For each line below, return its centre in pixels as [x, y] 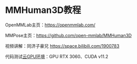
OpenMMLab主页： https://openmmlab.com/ [50, 25]
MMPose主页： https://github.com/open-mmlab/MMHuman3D [68, 35]
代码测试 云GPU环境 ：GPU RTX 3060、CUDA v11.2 [57, 56]
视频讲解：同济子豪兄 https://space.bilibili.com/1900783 [62, 46]
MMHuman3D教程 [43, 10]
